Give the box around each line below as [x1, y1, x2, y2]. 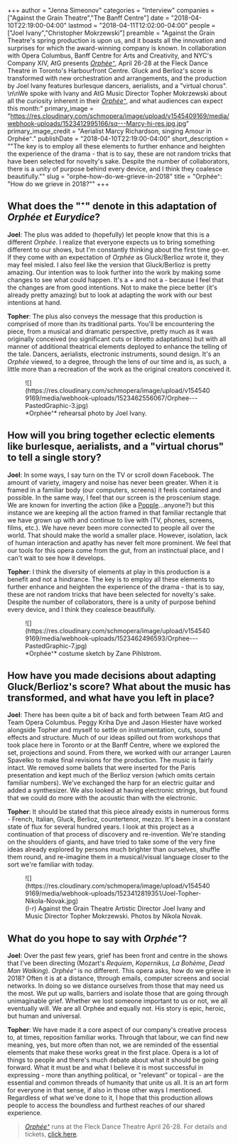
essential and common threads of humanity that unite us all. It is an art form [7, 1078, 229, 1087]
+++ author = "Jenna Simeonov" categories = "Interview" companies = [7, 6, 215, 14]
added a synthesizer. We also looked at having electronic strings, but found [7, 786, 228, 795]
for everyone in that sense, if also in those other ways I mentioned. [7, 1086, 202, 1095]
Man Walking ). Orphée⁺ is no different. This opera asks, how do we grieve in [7, 967, 231, 975]
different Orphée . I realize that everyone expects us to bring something [7, 237, 215, 246]
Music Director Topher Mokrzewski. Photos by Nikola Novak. [25, 912, 203, 920]
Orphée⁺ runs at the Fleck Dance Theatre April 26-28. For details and [24, 1122, 227, 1131]
